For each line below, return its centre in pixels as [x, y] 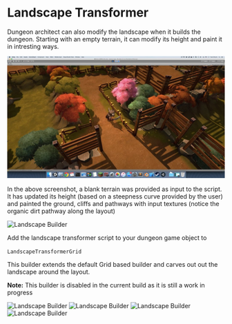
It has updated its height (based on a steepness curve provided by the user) [115, 196]
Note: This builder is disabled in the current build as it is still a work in [106, 285]
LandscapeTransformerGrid [44, 252]
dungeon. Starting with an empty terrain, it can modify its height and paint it [115, 39]
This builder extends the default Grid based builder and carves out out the [113, 265]
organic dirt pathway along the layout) [61, 211]
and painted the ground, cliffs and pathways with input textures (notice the [113, 204]
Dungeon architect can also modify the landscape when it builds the [104, 32]
